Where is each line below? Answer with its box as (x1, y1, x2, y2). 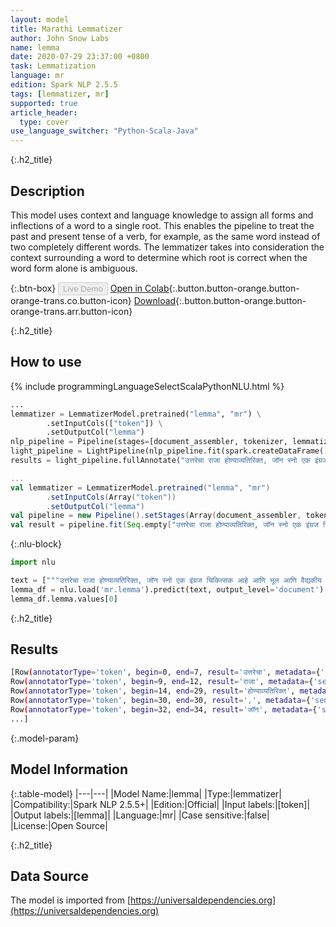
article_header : (10, 107, 78, 118)
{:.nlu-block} (10, 538, 62, 550)
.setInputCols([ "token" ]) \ (46, 418, 163, 428)
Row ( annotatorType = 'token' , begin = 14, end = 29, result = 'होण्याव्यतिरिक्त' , (10, 686, 296, 696)
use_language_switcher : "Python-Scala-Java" (10, 126, 199, 136)
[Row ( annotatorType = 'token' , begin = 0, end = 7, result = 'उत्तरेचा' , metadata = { (10, 667, 321, 678)
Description (10, 182, 85, 200)
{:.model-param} (10, 732, 80, 744)
